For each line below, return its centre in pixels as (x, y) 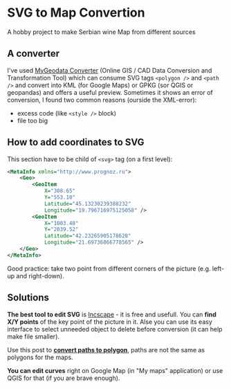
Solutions (28, 298)
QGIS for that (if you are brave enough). (64, 378)
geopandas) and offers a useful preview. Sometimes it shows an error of (110, 92)
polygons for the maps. (40, 357)
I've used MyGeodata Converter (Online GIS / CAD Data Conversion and (110, 70)
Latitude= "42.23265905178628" (87, 236)
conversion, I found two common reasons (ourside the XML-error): (102, 100)
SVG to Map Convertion (76, 13)
